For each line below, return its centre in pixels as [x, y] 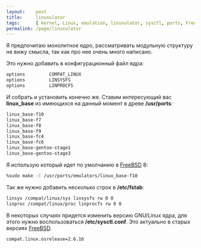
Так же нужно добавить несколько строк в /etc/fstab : [75, 187]
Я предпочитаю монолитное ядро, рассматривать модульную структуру [100, 46]
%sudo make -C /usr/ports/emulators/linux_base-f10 [72, 176]
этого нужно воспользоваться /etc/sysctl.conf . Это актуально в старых [98, 222]
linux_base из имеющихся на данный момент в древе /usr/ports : [90, 103]
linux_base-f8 [24, 125]
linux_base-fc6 [25, 142]
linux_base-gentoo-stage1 [38, 148]
